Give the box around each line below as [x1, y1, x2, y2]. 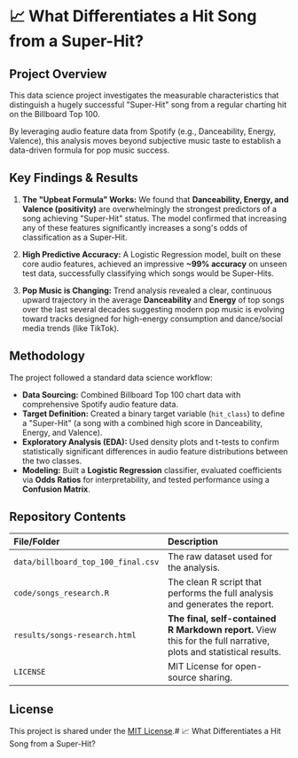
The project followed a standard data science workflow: [9, 372, 213, 383]
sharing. [198, 671, 233, 683]
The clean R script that [167, 576, 263, 588]
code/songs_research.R [13, 588, 109, 598]
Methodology [9, 349, 86, 364]
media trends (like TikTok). [21, 322, 120, 333]
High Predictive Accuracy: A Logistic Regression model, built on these [21, 249, 282, 259]
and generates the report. [167, 598, 275, 611]
